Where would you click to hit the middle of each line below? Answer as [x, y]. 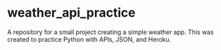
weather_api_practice [71, 13]
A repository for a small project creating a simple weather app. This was [110, 32]
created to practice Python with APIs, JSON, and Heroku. [89, 39]
